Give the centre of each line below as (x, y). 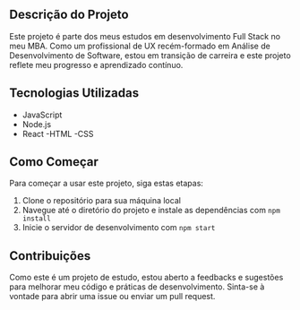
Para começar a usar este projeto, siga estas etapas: (107, 184)
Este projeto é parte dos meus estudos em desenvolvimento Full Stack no (145, 36)
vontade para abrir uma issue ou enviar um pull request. (112, 297)
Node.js (37, 124)
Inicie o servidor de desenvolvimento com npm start (119, 228)
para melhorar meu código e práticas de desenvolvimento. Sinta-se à (137, 287)
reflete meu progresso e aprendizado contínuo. (96, 65)
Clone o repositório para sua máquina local (102, 201)
